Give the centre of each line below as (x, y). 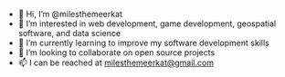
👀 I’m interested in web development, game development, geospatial (147, 24)
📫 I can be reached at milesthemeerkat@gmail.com (116, 63)
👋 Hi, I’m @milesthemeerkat (70, 14)
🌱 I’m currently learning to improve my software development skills (143, 43)
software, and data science (69, 33)
